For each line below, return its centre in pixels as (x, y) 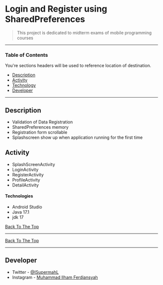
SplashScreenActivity (33, 164)
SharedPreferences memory (40, 127)
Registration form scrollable (40, 133)
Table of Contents (27, 55)
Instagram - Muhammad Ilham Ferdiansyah (55, 277)
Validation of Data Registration (42, 122)
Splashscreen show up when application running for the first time (77, 137)
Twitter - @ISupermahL (35, 272)
